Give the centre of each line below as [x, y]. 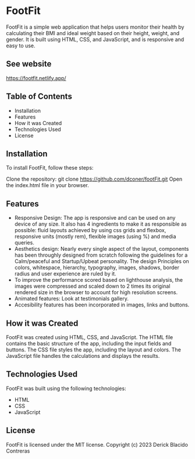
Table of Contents [39, 97]
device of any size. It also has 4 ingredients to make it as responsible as [101, 224]
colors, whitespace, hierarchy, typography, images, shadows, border [97, 268]
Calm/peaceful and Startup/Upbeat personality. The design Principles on [102, 261]
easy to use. [21, 46]
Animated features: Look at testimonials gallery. [72, 299]
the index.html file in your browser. [47, 185]
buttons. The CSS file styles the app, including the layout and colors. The [94, 350]
